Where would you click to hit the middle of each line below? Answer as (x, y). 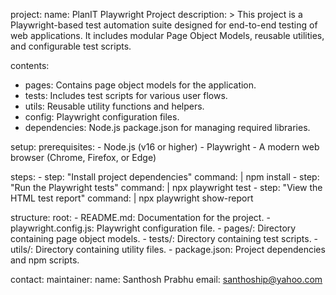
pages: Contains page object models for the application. (140, 85)
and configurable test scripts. (71, 46)
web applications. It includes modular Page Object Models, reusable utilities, (167, 35)
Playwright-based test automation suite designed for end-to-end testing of (164, 25)
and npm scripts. (45, 260)
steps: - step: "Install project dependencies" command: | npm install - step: (165, 177)
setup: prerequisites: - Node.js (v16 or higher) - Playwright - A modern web (165, 147)
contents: (30, 65)
